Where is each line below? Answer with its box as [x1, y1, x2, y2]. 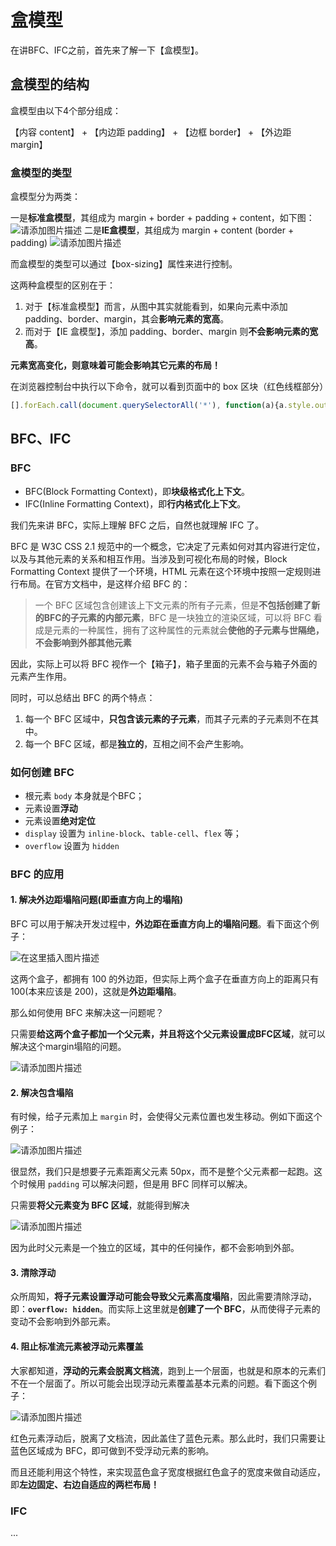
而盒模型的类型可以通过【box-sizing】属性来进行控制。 [10, 258, 238, 270]
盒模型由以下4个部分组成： [10, 104, 122, 116]
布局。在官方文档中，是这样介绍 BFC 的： [18, 577, 191, 590]
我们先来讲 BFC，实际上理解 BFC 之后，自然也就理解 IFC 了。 [10, 519, 265, 531]
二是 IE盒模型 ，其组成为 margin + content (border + [83, 224, 295, 236]
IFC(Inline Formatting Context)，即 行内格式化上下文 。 [24, 497, 247, 510]
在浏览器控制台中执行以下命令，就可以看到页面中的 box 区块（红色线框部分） [10, 381, 329, 393]
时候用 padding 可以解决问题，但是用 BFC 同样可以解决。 [18, 1178, 253, 1190]
